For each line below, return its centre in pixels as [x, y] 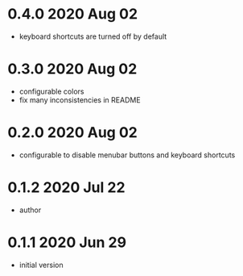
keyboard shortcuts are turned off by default [93, 36]
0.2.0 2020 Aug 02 [72, 133]
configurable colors [51, 91]
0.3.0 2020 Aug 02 [72, 69]
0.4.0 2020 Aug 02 [73, 14]
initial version [41, 265]
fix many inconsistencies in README [80, 100]
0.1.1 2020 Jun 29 [67, 242]
